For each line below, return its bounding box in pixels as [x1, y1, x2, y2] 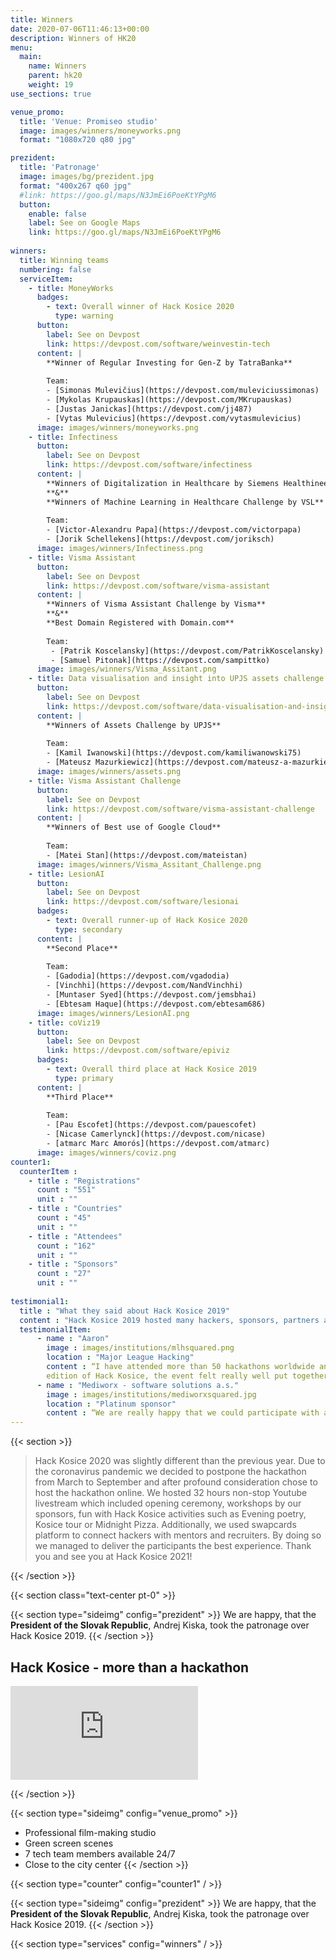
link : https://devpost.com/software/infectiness [46, 460, 253, 470]
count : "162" [36, 1241, 97, 1251]
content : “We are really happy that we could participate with [46, 1408, 320, 1418]
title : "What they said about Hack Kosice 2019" [19, 1306, 230, 1316]
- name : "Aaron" [36, 1334, 110, 1344]
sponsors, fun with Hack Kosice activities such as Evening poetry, [34, 1508, 307, 1520]
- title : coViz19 [28, 1017, 101, 1028]
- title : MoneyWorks [28, 283, 114, 293]
